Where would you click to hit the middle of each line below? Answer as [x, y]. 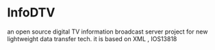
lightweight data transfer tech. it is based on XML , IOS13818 [92, 38]
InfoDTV [31, 13]
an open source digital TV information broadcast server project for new [107, 32]
